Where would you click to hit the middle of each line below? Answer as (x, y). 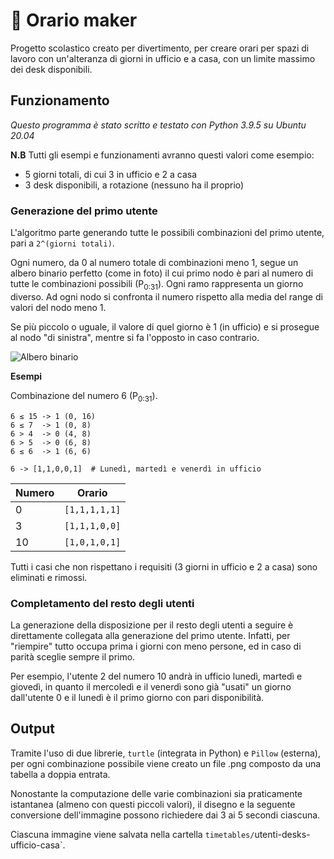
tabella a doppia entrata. (60, 774)
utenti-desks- (282, 834)
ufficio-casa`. (38, 845)
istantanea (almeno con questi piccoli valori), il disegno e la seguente (153, 804)
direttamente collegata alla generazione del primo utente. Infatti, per (150, 635)
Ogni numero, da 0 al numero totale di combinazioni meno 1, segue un (154, 263)
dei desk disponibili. (51, 69)
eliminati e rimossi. (49, 577)
